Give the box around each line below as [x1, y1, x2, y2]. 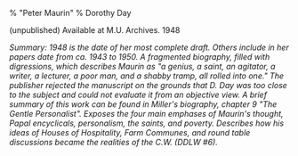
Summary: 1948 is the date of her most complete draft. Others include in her [9, 42, 289, 53]
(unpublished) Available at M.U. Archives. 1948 [9, 25, 181, 35]
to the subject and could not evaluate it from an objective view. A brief [9, 89, 268, 100]
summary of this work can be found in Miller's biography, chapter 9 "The [9, 99, 278, 110]
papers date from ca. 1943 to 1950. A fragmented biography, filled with [9, 52, 270, 62]
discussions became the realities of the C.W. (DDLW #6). [9, 137, 218, 147]
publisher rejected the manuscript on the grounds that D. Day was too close [9, 80, 287, 90]
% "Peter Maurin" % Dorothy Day [9, 8, 132, 18]
